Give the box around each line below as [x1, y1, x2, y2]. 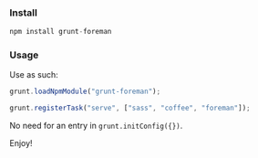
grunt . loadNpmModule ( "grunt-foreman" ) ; [9, 87, 161, 97]
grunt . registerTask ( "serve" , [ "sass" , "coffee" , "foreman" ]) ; [9, 103, 251, 113]
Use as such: [9, 69, 59, 80]
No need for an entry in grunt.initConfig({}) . [9, 121, 183, 132]
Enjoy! [9, 138, 34, 149]
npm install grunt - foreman [9, 27, 112, 37]
